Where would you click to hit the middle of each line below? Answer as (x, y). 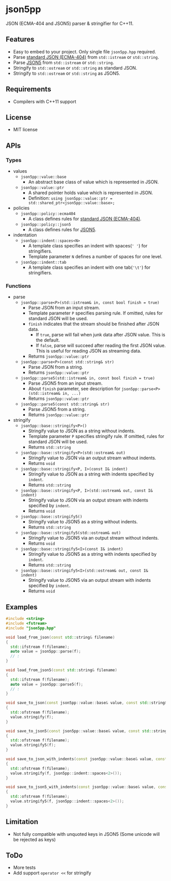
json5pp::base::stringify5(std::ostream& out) (71, 533)
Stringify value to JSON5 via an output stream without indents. (94, 538)
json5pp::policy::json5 (46, 225)
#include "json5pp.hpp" (31, 628)
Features (20, 39)
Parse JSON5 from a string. (57, 410)
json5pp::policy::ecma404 (48, 214)
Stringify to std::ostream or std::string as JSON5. (66, 73)
